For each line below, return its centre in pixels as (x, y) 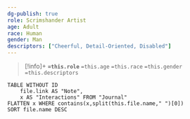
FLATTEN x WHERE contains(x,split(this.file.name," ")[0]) (96, 104)
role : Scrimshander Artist (47, 20)
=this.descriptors (51, 73)
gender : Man (25, 40)
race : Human (25, 33)
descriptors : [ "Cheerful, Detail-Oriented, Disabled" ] (89, 46)
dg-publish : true (33, 14)
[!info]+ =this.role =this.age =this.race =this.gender (103, 66)
